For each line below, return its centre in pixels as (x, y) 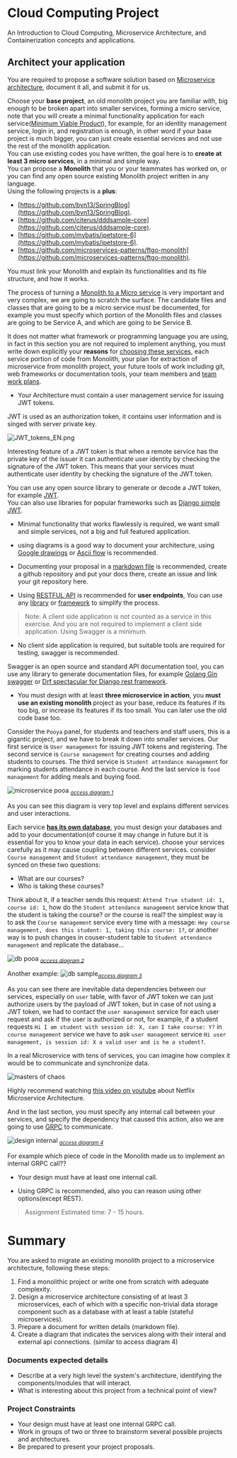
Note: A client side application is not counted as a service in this (118, 616)
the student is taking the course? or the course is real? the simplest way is (115, 914)
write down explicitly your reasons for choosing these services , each (108, 351)
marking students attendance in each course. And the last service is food (114, 769)
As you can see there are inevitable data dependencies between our (107, 989)
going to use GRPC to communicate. (60, 1127)
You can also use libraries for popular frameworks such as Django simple (114, 502)
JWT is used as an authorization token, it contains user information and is (114, 416)
